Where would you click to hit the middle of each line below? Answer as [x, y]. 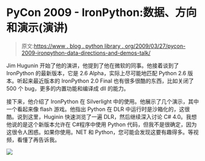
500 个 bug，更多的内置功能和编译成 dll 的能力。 [68, 88]
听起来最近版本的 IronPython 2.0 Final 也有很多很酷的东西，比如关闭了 [105, 81]
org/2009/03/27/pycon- [155, 46]
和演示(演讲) [37, 28]
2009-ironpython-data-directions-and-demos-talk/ [86, 53]
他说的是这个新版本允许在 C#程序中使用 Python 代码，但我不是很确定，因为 [102, 124]
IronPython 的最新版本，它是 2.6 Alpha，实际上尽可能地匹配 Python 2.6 [96, 73]
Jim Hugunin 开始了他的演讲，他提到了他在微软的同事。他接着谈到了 [93, 66]
